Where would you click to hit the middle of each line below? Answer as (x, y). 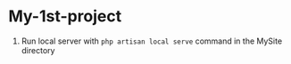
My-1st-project (65, 16)
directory (38, 50)
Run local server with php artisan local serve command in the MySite (152, 41)
